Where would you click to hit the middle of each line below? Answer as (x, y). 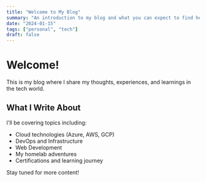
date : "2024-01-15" (31, 23)
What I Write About (44, 108)
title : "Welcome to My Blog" (44, 12)
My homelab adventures (46, 154)
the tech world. (25, 89)
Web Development (39, 147)
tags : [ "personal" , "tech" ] (42, 29)
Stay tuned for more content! (43, 172)
